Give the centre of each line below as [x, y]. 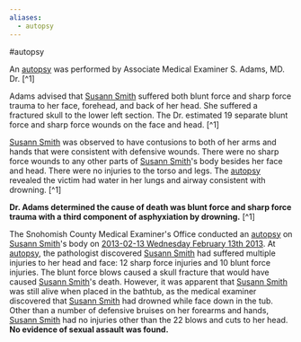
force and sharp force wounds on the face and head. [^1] [115, 124]
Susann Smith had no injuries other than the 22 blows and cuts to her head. [149, 320]
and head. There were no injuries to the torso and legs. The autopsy [135, 171]
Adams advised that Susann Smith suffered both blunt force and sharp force [150, 96]
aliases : [26, 18]
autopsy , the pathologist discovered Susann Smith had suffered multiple [142, 253]
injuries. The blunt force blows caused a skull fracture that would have [139, 272]
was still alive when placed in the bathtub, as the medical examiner [133, 291]
